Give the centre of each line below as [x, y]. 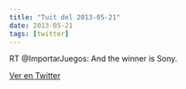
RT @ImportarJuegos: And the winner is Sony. [93, 59]
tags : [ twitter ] [39, 33]
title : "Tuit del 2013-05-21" [65, 17]
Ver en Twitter [35, 76]
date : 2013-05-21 [41, 26]
